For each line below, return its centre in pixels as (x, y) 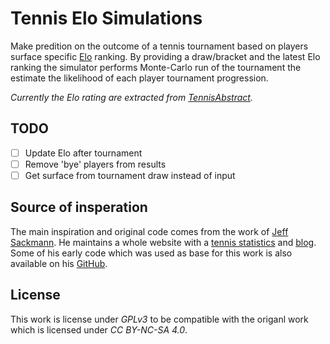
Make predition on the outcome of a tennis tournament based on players (159, 46)
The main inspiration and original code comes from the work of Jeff (149, 231)
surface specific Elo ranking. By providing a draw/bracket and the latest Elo (165, 56)
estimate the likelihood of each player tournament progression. (139, 78)
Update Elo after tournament (83, 153)
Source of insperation (79, 207)
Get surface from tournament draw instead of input (130, 175)
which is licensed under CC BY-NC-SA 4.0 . (99, 329)
